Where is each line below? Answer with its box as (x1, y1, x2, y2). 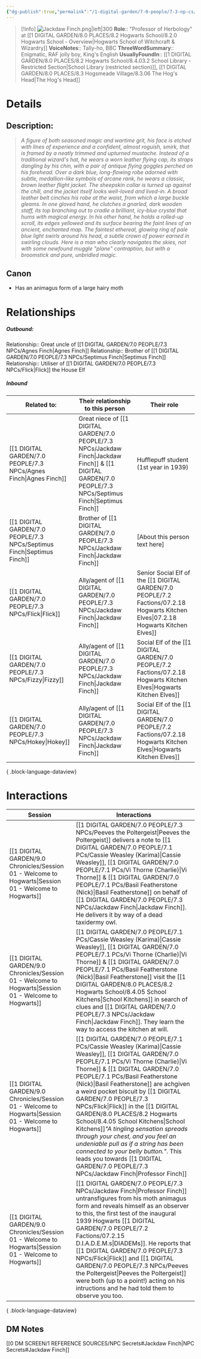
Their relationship (78, 396, 131, 405)
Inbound (6, 380, 28, 387)
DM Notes (6, 1324, 44, 1334)
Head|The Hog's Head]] (20, 76, 81, 83)
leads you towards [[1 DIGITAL (75, 1154, 163, 1163)
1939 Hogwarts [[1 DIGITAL (75, 1217, 156, 1225)
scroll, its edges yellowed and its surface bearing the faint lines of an (20, 219, 191, 226)
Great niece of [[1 (78, 414, 129, 423)
